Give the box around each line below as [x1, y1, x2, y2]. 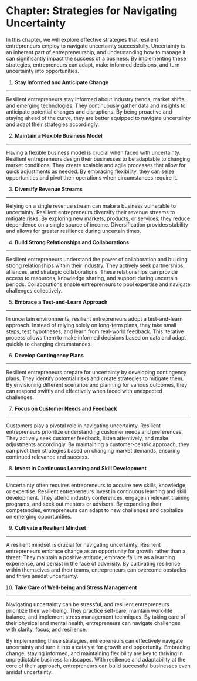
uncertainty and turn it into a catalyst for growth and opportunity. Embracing [6, 643, 191, 650]
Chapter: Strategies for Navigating [6, 4, 178, 18]
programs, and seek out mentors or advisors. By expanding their [6, 500, 162, 507]
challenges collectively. [6, 287, 63, 294]
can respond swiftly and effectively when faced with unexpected [6, 387, 162, 394]
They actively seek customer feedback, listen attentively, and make [6, 434, 169, 441]
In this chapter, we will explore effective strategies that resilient [6, 36, 158, 43]
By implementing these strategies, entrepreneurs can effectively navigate [6, 637, 184, 644]
